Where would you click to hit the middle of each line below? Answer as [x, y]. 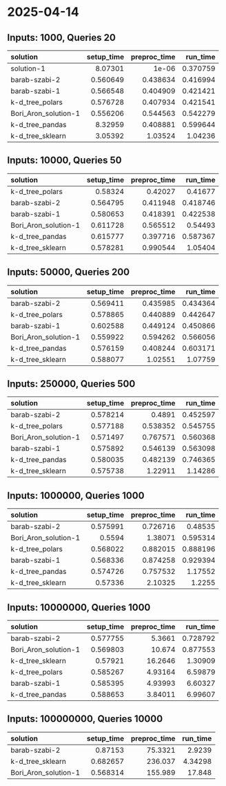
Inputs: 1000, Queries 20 [61, 38]
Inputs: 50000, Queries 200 [69, 272]
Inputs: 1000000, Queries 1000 [76, 496]
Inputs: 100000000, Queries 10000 [85, 719]
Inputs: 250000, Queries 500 [71, 384]
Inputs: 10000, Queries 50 [64, 161]
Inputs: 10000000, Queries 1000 [79, 607]
